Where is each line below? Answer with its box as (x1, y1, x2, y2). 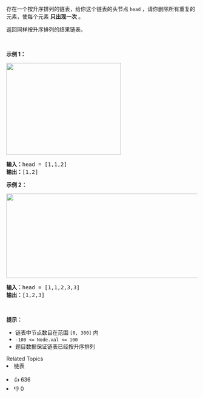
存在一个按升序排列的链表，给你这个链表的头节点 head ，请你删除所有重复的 (6, 5, 196, 12)
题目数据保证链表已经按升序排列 (15, 343, 95, 350)
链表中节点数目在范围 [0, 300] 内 (15, 329, 99, 336)
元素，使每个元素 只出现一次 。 (6, 13, 84, 20)
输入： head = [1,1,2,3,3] (6, 284, 80, 290)
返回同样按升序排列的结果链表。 (6, 26, 86, 33)
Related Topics (6, 355, 44, 362)
